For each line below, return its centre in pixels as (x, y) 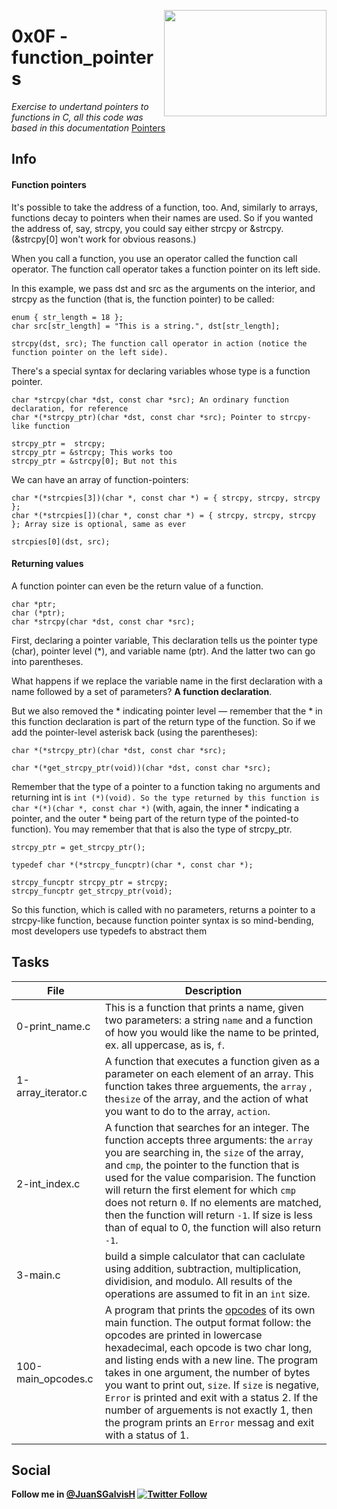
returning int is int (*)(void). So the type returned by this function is (165, 797)
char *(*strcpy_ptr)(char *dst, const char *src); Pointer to (143, 417)
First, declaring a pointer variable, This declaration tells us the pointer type (164, 640)
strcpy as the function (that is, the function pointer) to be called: (143, 299)
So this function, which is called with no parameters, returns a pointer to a (163, 909)
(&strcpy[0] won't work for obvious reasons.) (104, 239)
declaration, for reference (70, 408)
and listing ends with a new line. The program (211, 1360)
